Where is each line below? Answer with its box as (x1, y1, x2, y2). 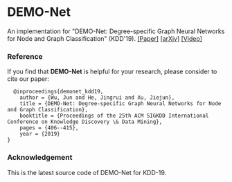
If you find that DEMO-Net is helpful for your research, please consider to (7, 67, 217, 76)
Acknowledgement (7, 153, 73, 163)
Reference (7, 51, 43, 61)
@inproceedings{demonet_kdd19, (13, 88, 104, 95)
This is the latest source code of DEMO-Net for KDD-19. (7, 168, 167, 176)
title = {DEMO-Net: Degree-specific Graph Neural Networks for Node (19, 100, 222, 107)
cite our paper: (7, 75, 50, 83)
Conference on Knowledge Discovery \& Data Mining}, (7, 118, 163, 125)
